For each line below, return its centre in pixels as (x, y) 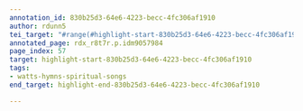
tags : (19, 69)
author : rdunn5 (38, 26)
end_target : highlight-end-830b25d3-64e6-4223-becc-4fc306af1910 (134, 85)
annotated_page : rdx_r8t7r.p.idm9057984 (87, 43)
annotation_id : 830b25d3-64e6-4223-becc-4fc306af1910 (113, 18)
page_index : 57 (38, 51)
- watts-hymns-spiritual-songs (68, 77)
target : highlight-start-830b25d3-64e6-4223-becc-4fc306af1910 (131, 60)
